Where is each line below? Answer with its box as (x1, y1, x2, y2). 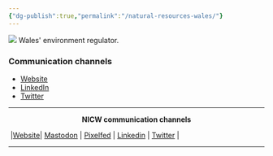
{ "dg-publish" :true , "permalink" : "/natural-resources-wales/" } (8, 11, 223, 20)
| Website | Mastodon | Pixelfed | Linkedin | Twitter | (10, 130, 180, 140)
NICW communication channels (81, 115, 192, 124)
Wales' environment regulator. (18, 35, 119, 45)
